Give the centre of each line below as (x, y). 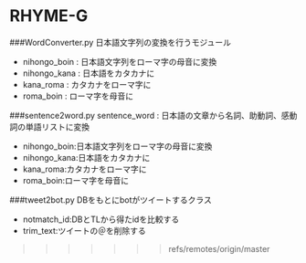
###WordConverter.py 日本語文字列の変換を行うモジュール (120, 42)
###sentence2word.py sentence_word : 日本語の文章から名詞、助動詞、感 (149, 115)
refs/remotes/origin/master (219, 248)
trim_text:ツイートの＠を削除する (84, 230)
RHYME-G (49, 16)
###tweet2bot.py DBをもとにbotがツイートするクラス (111, 200)
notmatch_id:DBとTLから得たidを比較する (101, 219)
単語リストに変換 (57, 126)
